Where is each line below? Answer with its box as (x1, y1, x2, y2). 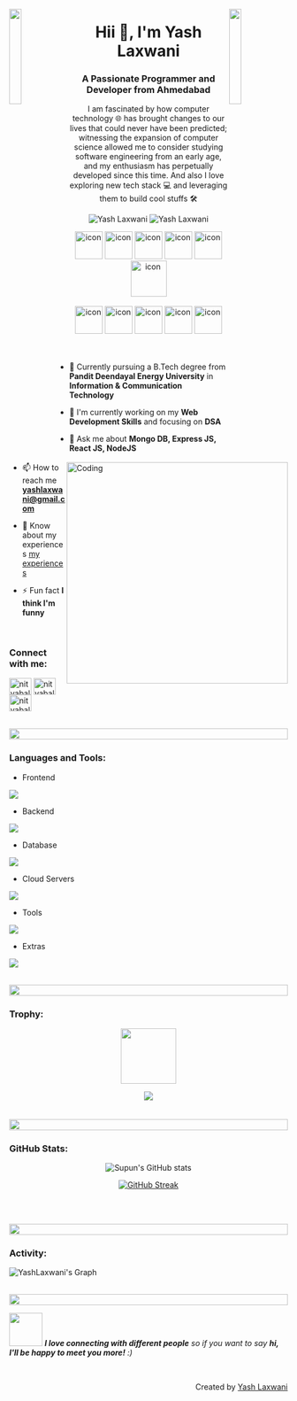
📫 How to (21, 462, 59, 473)
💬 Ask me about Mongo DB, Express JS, (69, 434, 217, 445)
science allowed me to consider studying (73, 142, 224, 152)
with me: (9, 657, 48, 670)
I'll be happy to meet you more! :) (9, 1347, 133, 1358)
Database (21, 840, 57, 850)
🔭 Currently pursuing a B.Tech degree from (69, 361, 226, 372)
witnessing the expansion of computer (78, 133, 219, 143)
